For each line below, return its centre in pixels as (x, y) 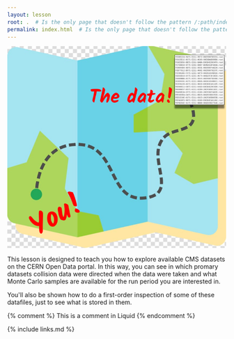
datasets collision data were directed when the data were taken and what (112, 274)
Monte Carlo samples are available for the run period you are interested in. (114, 281)
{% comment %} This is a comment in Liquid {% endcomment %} (101, 316)
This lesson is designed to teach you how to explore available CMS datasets (116, 259)
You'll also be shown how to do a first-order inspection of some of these (111, 295)
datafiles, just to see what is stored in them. (70, 302)
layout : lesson (29, 15)
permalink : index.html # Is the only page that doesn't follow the (109, 29)
